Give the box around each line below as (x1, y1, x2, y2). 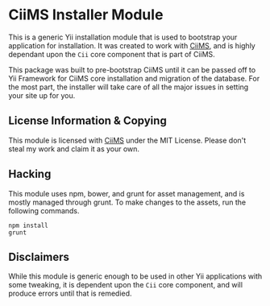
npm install (8, 221, 48, 229)
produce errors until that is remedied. (8, 288, 132, 299)
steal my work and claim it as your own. (8, 143, 139, 154)
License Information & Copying (8, 114, 167, 128)
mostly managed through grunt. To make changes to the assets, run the (8, 197, 247, 207)
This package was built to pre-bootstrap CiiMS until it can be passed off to (8, 64, 256, 74)
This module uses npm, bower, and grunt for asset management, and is (8, 188, 245, 198)
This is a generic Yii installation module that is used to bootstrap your (8, 32, 238, 42)
